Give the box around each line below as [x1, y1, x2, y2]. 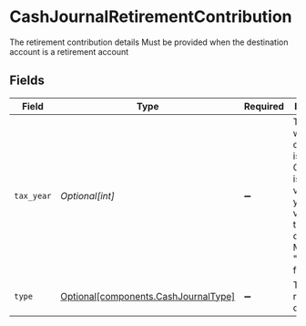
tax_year [14, 190, 52, 201]
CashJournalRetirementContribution [9, 6, 293, 27]
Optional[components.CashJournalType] [60, 289, 236, 302]
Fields [9, 73, 46, 89]
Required [244, 100, 284, 112]
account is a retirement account [9, 46, 129, 57]
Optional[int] [60, 189, 116, 202]
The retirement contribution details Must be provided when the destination [9, 37, 289, 47]
